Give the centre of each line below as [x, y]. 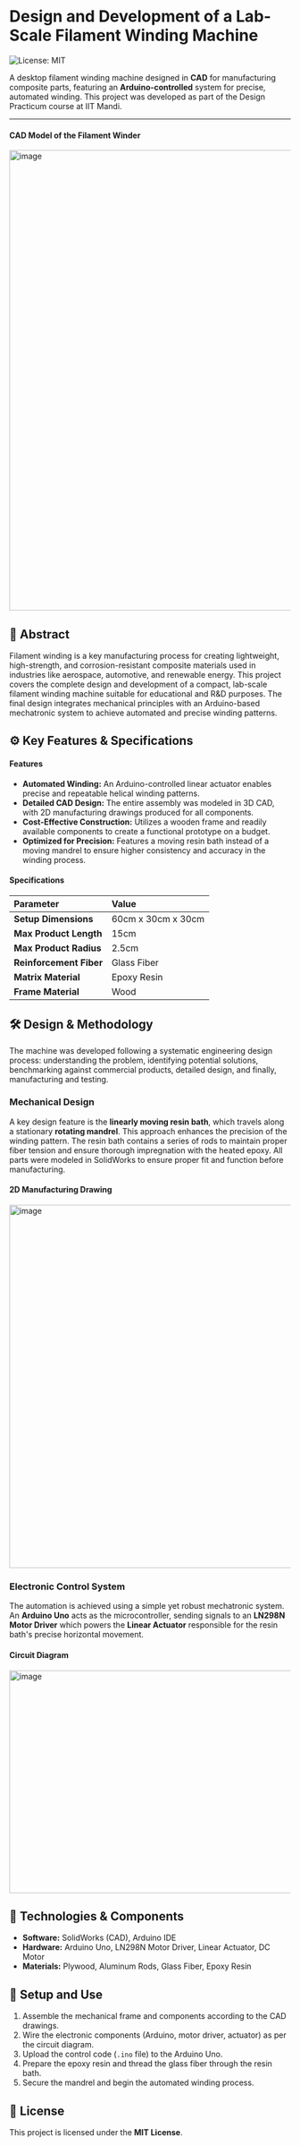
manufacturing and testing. [59, 1079]
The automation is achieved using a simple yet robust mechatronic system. [147, 1606]
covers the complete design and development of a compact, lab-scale [138, 684]
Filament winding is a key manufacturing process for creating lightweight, [144, 655]
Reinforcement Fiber [58, 962]
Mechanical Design [52, 1102]
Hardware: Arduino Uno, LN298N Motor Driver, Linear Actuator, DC [146, 1947]
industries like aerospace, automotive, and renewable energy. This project [145, 674]
